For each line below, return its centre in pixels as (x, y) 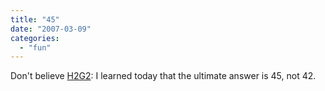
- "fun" (35, 47)
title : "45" (35, 19)
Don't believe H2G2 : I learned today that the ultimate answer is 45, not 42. (163, 76)
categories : (35, 38)
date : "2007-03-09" (51, 29)
